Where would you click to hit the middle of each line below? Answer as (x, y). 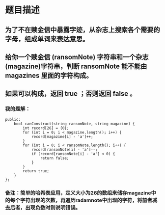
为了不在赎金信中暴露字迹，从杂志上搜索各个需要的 (82, 30)
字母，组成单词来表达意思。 (47, 39)
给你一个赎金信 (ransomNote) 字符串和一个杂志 (77, 57)
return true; (36, 171)
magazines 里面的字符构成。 (49, 75)
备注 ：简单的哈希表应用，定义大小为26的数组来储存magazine (78, 193)
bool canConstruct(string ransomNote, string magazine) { (74, 124)
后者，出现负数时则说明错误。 (45, 208)
